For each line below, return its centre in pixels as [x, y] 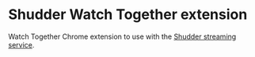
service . [21, 44]
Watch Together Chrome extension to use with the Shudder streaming [122, 36]
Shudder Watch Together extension [128, 15]
